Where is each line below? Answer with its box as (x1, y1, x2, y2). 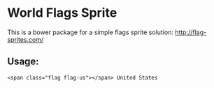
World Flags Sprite (7, 5, 117, 21)
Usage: (7, 56, 40, 68)
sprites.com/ (7, 35, 44, 43)
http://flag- (174, 28, 207, 36)
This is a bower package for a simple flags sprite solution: (7, 28, 173, 36)
